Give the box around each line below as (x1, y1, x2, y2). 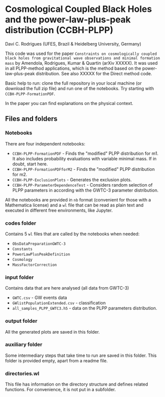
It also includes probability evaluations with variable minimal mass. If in (12, 155, 157, 161)
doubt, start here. (12, 161, 48, 167)
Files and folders (5, 115, 58, 123)
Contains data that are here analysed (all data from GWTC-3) (5, 285, 129, 291)
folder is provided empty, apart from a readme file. (5, 357, 108, 363)
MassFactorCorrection (12, 262, 57, 267)
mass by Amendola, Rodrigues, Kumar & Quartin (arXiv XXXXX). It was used (5, 60, 158, 66)
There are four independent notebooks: (5, 141, 85, 147)
